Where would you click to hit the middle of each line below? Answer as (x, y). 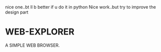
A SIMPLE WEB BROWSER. (33, 45)
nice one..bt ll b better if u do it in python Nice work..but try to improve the (81, 7)
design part (17, 12)
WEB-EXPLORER (40, 32)
